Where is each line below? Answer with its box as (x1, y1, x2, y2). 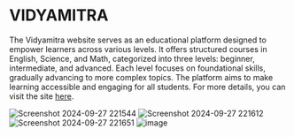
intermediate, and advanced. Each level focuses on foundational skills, (9, 63, 266, 73)
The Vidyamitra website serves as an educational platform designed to (9, 34, 267, 45)
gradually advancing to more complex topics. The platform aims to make (9, 72, 274, 82)
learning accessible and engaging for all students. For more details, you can (9, 81, 286, 92)
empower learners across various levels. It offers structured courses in (9, 43, 267, 54)
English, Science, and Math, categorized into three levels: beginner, (9, 53, 255, 64)
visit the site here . (9, 90, 74, 102)
